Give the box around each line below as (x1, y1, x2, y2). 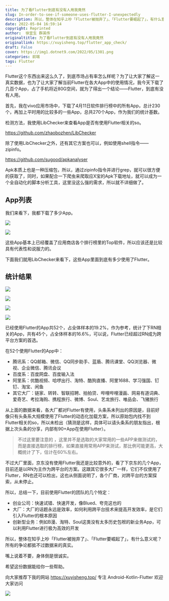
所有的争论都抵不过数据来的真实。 (5, 542, 76, 548)
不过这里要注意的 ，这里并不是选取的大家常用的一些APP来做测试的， (17, 436, 160, 443)
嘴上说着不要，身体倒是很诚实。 (5, 553, 71, 559)
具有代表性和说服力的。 (5, 246, 54, 252)
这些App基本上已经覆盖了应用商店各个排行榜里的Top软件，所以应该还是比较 (5, 239, 162, 245)
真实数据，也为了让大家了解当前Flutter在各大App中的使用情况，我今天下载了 (5, 79, 164, 85)
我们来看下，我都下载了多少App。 (5, 210, 75, 216)
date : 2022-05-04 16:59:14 (5, 21, 62, 27)
